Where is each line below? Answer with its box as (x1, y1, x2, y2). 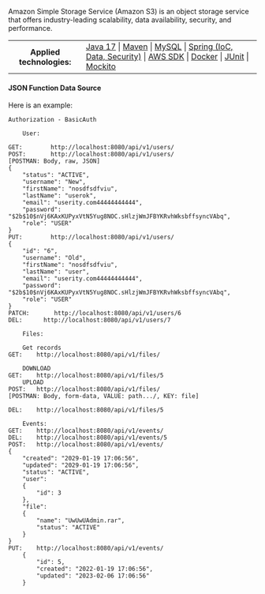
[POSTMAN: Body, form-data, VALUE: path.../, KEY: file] (8, 393, 200, 400)
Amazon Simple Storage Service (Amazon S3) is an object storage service (8, 7, 250, 16)
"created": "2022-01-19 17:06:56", (36, 565, 154, 573)
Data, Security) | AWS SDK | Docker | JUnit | (85, 51, 250, 62)
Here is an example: (8, 100, 73, 110)
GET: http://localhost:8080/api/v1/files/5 (8, 371, 164, 380)
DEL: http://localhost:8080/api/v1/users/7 (8, 316, 171, 325)
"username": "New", (22, 178, 87, 186)
